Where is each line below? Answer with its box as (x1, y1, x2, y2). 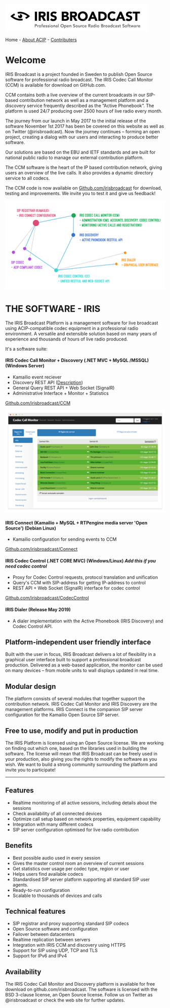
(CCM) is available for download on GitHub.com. (5, 82, 106, 88)
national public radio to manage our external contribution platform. (5, 154, 144, 161)
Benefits (5, 841, 33, 850)
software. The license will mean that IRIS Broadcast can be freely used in (5, 751, 158, 757)
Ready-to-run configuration (12, 887, 70, 893)
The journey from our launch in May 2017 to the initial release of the (5, 118, 146, 124)
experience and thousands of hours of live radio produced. (5, 336, 128, 342)
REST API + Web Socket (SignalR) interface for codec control (12, 585, 140, 591)
